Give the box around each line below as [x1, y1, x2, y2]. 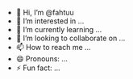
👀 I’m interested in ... [15, 16, 85, 26]
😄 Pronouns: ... [15, 54, 69, 64]
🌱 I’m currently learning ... [15, 25, 102, 34]
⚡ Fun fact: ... [15, 63, 60, 73]
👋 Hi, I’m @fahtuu [15, 8, 74, 17]
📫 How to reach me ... [15, 43, 91, 52]
